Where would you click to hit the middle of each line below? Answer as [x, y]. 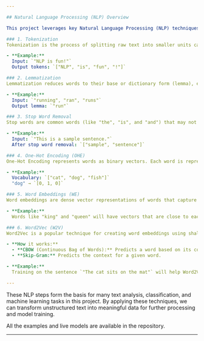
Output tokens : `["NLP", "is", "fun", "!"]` [69, 67]
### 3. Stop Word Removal [39, 117]
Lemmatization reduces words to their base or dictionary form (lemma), [100, 83]
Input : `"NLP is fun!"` [42, 61]
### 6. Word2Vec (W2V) [35, 228]
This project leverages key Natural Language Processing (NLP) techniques [103, 28]
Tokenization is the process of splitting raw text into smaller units [99, 45]
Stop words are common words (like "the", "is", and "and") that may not [102, 123]
